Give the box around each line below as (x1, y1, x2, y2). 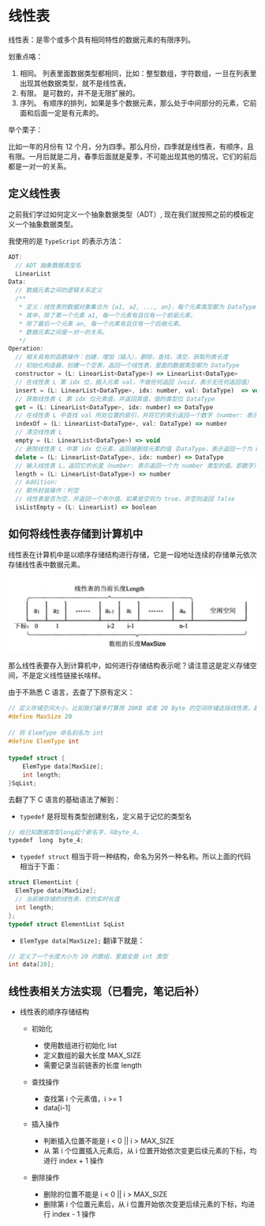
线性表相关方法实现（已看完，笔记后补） (8, 985, 205, 998)
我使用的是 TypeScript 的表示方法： (8, 236, 124, 245)
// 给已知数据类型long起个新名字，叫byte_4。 (8, 828, 143, 836)
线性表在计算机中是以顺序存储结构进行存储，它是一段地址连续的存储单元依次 (8, 549, 257, 559)
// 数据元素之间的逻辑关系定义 (15, 287, 103, 294)
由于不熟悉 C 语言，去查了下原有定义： (8, 687, 136, 697)
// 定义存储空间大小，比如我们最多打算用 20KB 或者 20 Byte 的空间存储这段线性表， (8, 704, 254, 712)
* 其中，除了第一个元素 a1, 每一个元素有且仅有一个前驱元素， (18, 311, 196, 319)
